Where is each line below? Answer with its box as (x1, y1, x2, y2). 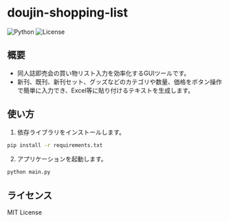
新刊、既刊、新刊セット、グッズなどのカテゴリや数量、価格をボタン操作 (17, 77, 222, 85)
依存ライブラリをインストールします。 (17, 128, 126, 136)
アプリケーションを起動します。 (17, 155, 108, 163)
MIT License (7, 208, 43, 216)
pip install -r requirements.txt (7, 141, 103, 149)
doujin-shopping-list (7, 5, 129, 21)
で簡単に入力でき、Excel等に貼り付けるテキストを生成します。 (17, 86, 195, 94)
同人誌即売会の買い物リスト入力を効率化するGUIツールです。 (17, 69, 190, 77)
